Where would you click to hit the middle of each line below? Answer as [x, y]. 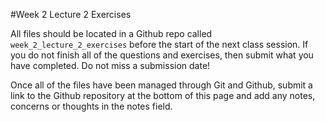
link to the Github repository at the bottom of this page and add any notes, [163, 95]
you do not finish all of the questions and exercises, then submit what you [162, 55]
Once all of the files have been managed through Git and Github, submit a [161, 85]
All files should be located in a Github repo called [111, 33]
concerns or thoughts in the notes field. [91, 106]
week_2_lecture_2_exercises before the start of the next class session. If [159, 44]
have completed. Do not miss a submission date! [110, 65]
